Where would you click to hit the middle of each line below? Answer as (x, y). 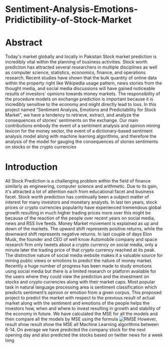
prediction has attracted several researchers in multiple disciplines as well (81, 67)
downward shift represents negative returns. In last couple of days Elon (79, 234)
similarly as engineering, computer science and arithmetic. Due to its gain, (81, 186)
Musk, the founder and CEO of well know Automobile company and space (81, 239)
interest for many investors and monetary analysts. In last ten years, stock (81, 202)
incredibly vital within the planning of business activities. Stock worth (76, 62)
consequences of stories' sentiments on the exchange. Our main (72, 120)
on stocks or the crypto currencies (41, 147)
